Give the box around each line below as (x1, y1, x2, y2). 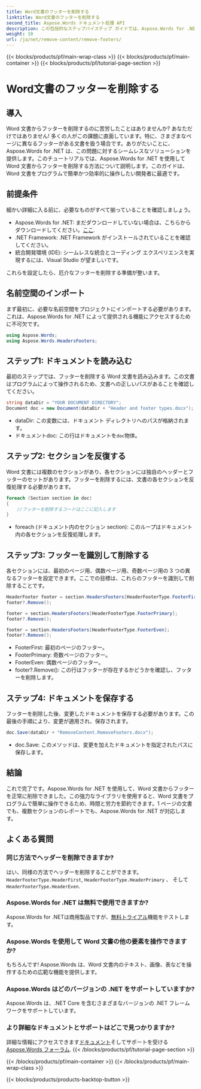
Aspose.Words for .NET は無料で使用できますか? (6, 899, 149, 907)
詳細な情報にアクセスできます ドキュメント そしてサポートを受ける (6, 1038, 169, 1045)
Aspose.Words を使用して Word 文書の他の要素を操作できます (6, 937, 187, 945)
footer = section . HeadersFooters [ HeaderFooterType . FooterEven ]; (6, 627, 170, 633)
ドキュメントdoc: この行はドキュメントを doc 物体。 (14, 432, 141, 439)
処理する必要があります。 (11, 483, 74, 490)
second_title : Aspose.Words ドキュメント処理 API (6, 20, 126, 26)
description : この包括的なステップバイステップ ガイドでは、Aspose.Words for (6, 25, 185, 32)
